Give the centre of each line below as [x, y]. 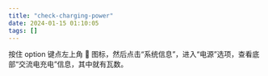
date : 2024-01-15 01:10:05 [54, 23]
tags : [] [23, 30]
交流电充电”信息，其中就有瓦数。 [73, 64]
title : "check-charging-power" [61, 16]
